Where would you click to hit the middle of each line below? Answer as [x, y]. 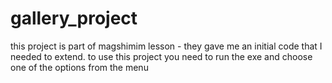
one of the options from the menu [79, 67]
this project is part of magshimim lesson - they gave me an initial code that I [166, 46]
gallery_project [74, 18]
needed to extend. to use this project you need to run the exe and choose [161, 56]
